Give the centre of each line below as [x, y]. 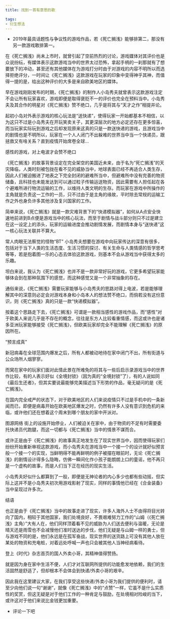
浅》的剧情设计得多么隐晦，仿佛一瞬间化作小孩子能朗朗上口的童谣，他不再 [83, 459]
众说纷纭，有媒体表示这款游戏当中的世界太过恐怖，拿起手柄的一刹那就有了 [83, 63]
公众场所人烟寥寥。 [25, 359]
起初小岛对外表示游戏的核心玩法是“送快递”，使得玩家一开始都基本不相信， [83, 116]
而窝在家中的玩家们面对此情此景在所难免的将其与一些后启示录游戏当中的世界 [85, 370]
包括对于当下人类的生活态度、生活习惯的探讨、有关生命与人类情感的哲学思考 [85, 248]
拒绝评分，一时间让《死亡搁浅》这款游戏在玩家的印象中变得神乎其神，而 [85, 75]
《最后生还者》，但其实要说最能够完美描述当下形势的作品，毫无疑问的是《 [82, 383]
